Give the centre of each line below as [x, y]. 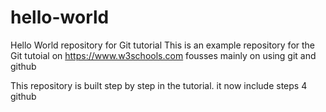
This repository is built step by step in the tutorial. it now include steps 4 [159, 85]
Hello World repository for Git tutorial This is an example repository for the [163, 45]
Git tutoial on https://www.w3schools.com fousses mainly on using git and [163, 55]
